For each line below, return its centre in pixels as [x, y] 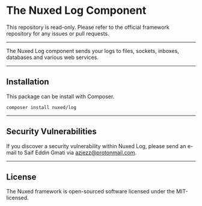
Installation [28, 82]
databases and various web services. [53, 57]
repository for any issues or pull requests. [58, 33]
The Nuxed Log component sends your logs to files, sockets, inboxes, [93, 51]
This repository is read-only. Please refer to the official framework [88, 27]
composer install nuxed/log [41, 107]
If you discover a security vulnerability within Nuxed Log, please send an [96, 146]
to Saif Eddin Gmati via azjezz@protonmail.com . [77, 152]
